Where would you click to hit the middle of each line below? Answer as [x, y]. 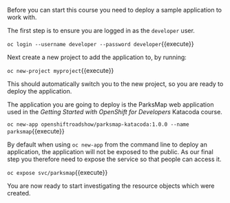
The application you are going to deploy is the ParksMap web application [111, 105]
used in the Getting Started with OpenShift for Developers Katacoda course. [115, 112]
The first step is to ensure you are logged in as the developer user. [101, 31]
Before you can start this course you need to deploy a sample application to [115, 10]
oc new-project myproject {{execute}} [61, 71]
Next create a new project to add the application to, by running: [97, 57]
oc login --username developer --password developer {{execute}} [101, 44]
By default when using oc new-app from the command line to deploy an [107, 145]
